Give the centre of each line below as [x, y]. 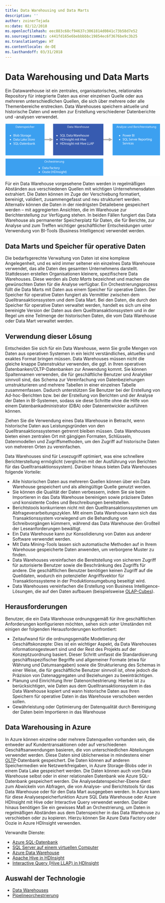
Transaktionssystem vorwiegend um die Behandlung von [70, 518]
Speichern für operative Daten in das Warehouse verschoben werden [82, 696]
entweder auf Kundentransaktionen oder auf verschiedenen [66, 744]
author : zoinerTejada [27, 21]
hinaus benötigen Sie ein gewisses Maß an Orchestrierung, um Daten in [78, 807]
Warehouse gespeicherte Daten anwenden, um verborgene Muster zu [83, 549]
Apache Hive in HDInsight [38, 858]
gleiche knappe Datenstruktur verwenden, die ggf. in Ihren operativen [76, 364]
